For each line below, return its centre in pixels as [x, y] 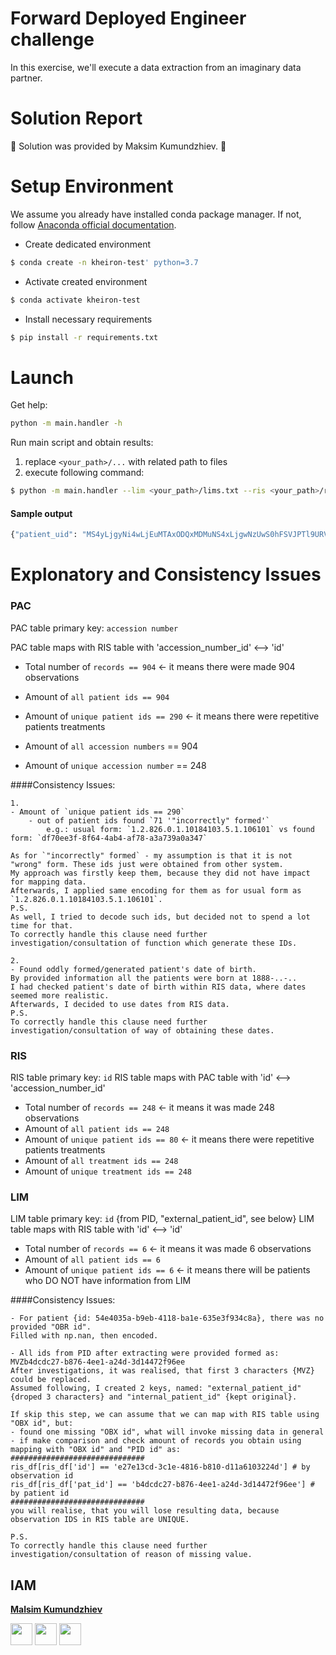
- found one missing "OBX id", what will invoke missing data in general [167, 1432]
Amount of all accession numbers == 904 [111, 746]
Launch [42, 377]
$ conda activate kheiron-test [75, 300]
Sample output [41, 513]
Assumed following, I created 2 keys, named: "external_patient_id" [156, 1388]
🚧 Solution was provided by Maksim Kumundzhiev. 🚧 [118, 146]
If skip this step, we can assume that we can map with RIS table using [165, 1415]
